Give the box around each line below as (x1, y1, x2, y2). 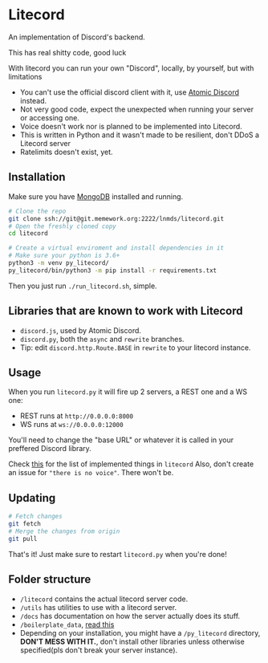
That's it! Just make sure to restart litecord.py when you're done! (8, 549, 227, 559)
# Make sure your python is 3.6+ (8, 251, 120, 260)
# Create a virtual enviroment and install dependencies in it (8, 244, 225, 252)
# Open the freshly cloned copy (8, 222, 116, 230)
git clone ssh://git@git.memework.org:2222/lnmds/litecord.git (8, 214, 225, 222)
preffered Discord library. (8, 444, 92, 454)
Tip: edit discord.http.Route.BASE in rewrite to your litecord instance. (19, 343, 251, 352)
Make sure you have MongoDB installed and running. (8, 191, 184, 201)
